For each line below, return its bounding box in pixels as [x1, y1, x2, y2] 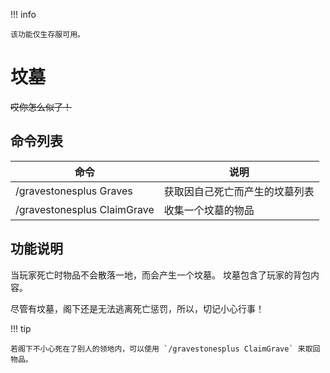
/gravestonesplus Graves [15, 184, 133, 198]
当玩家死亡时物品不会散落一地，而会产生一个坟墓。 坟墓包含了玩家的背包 [10, 269, 311, 281]
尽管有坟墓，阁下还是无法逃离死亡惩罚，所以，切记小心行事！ [10, 302, 265, 314]
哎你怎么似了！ [10, 100, 72, 113]
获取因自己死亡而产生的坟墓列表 [163, 184, 315, 198]
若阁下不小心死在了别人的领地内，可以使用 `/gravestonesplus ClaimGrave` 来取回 [10, 344, 321, 354]
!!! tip [10, 322, 32, 334]
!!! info [10, 9, 37, 20]
